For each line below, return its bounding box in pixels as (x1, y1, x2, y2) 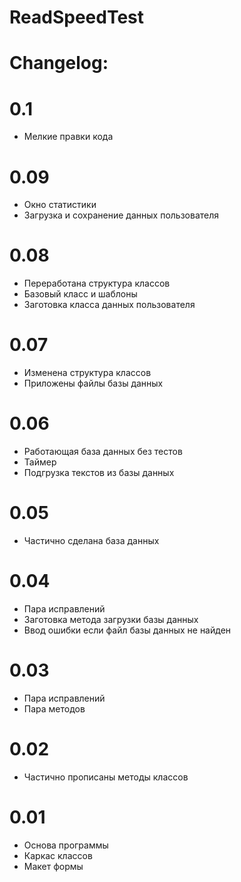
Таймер (23, 456, 57, 468)
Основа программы (23, 839, 109, 851)
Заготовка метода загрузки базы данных (23, 613, 199, 625)
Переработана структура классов (23, 277, 171, 290)
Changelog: (9, 52, 109, 75)
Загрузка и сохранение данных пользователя (23, 209, 220, 221)
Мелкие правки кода (23, 131, 114, 143)
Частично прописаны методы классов (23, 771, 189, 783)
